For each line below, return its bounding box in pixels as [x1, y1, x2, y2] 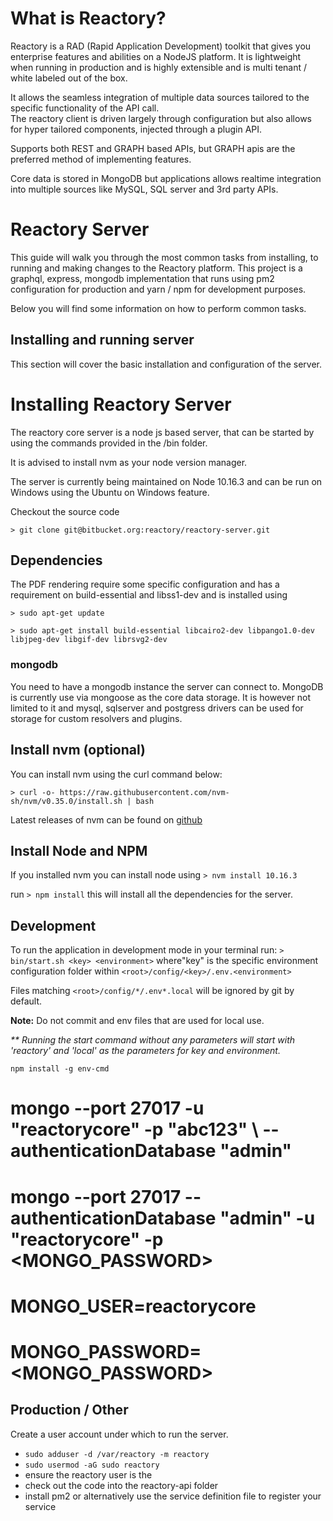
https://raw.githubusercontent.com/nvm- [59, 787, 230, 797]
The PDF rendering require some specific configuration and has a [10, 578, 280, 591]
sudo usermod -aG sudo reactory [24, 1460, 160, 1470]
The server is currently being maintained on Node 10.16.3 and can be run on [10, 475, 323, 487]
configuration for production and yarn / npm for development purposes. [10, 283, 307, 295]
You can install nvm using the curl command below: [10, 768, 223, 780]
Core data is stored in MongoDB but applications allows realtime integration [10, 172, 322, 184]
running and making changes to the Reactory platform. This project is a [10, 262, 303, 274]
